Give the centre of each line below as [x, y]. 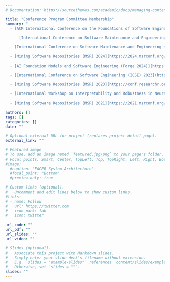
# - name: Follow [24, 201]
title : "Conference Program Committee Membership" [60, 19]
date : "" [14, 127]
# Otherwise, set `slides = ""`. [43, 267]
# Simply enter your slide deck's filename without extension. [75, 258]
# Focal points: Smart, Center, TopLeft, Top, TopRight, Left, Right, [81, 159]
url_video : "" [20, 239]
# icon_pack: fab [26, 211]
